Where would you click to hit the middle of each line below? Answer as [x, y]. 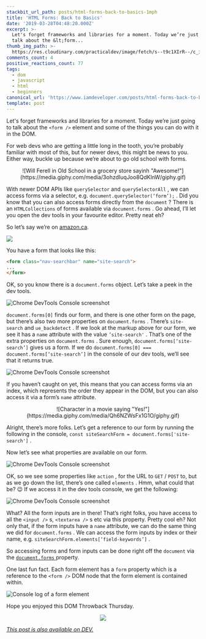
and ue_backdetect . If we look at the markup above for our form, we [110, 328]
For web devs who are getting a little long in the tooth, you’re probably [95, 145]
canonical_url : [26, 98]
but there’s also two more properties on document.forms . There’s [87, 321]
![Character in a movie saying [93, 409]
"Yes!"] [141, 409]
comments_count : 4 [30, 58]
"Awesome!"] [167, 170]
